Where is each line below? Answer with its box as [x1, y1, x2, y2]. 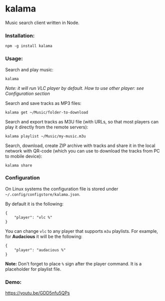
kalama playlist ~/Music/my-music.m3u [5, 133, 86, 138]
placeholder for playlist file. [5, 266, 61, 272]
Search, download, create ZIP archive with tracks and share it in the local [5, 142, 155, 148]
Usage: [5, 55, 23, 62]
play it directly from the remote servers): [5, 124, 88, 130]
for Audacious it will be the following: [5, 233, 82, 239]
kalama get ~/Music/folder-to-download [5, 110, 88, 115]
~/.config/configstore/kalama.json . [5, 191, 81, 197]
